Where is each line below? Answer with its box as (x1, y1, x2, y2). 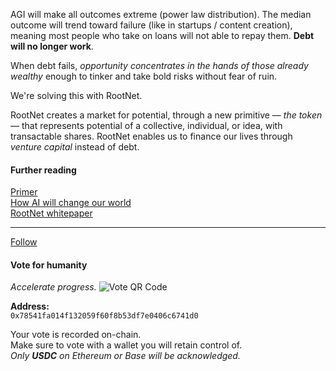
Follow (10, 236, 38, 248)
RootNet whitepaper (10, 207, 93, 219)
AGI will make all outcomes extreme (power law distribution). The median (10, 9, 312, 20)
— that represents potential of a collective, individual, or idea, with (10, 120, 283, 131)
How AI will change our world (10, 197, 132, 209)
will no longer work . (10, 40, 94, 52)
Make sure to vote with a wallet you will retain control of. (10, 339, 243, 351)
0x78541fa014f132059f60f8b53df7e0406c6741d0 (10, 311, 199, 321)
